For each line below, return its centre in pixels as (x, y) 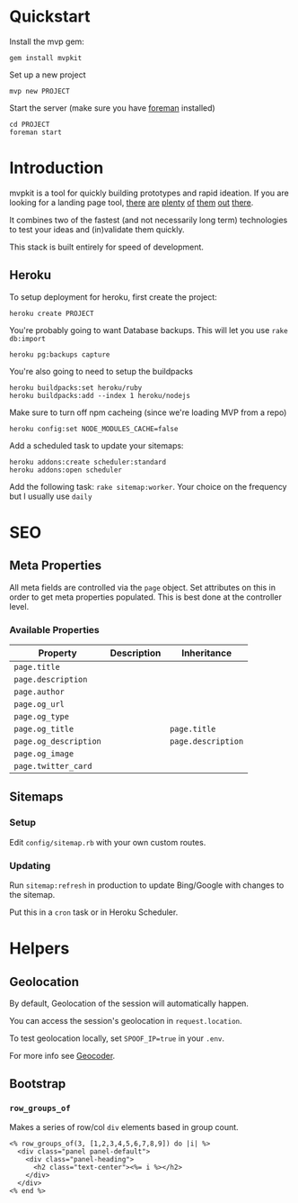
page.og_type (42, 716)
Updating (30, 865)
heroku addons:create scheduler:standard (88, 462)
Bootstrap (38, 1084)
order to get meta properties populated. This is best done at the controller (146, 597)
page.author (39, 692)
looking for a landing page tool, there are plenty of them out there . (131, 202)
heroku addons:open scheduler (66, 470)
